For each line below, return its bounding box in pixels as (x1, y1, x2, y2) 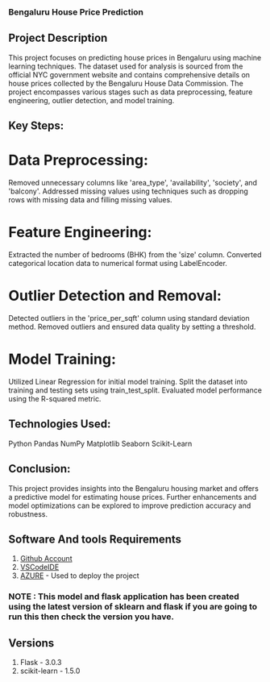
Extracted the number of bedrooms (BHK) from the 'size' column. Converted (8, 250, 262, 260)
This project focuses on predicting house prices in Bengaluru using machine (8, 52, 262, 62)
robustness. (8, 509, 48, 518)
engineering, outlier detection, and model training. (8, 95, 175, 105)
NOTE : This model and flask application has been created (8, 591, 239, 602)
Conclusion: (8, 462, 71, 476)
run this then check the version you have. (8, 611, 175, 622)
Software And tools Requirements (8, 532, 182, 546)
